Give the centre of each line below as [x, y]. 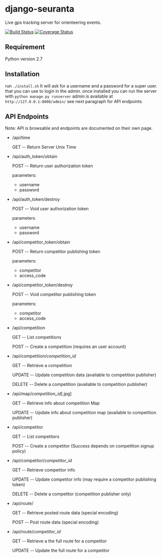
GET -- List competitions [37, 337]
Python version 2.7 [24, 59]
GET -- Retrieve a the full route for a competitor [59, 541]
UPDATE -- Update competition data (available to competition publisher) [84, 375]
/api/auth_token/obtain [34, 157]
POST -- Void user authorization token [50, 209]
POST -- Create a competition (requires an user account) [69, 347]
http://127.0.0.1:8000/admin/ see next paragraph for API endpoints [73, 101]
